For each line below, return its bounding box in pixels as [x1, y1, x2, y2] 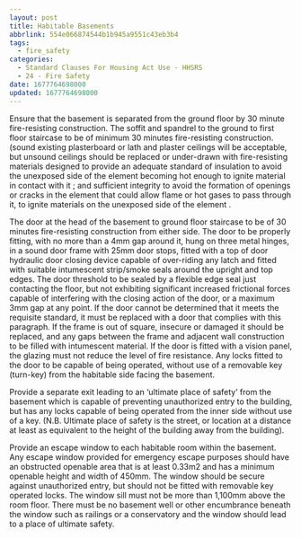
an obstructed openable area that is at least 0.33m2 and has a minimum [9, 461, 275, 472]
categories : [9, 55, 54, 64]
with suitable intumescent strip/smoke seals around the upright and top [9, 264, 274, 275]
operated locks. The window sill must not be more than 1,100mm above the [9, 489, 286, 500]
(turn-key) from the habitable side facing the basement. [9, 369, 216, 380]
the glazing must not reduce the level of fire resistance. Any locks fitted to [9, 349, 283, 360]
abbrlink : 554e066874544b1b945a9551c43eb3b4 [9, 30, 179, 39]
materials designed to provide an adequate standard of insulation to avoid [9, 161, 282, 172]
